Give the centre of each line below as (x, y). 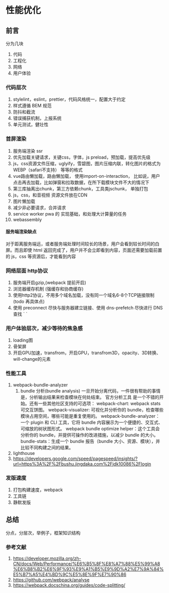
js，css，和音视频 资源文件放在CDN (50, 195)
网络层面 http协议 (27, 271)
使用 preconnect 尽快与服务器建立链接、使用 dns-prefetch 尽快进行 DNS (88, 308)
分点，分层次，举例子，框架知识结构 (43, 533)
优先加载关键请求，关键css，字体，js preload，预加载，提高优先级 (82, 157)
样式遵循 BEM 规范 (32, 106)
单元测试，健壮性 (31, 124)
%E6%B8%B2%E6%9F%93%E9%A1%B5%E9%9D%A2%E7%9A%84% (88, 569)
